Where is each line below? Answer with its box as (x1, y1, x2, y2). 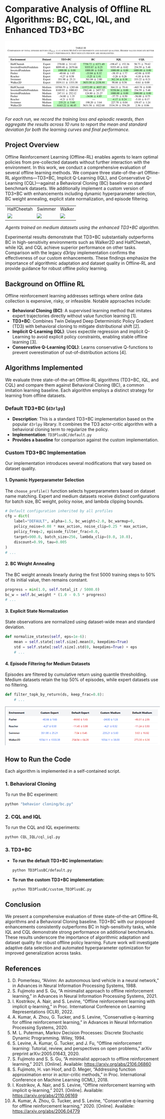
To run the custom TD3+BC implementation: (12, 877, 105, 883)
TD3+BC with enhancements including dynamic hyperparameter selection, (5, 191, 156, 197)
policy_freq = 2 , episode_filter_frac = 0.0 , (14, 529, 100, 534)
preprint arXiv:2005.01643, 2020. (12, 1051, 80, 1057)
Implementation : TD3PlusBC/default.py (12, 432, 92, 438)
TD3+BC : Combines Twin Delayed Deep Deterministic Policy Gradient (12, 318, 154, 324)
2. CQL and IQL (5, 814, 42, 821)
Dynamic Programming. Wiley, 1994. (12, 1035, 86, 1041)
